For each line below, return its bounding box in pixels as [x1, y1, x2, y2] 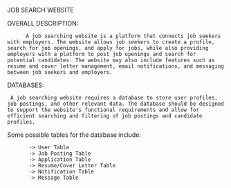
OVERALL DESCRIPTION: [7, 19, 79, 27]
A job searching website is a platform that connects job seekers [25, 32, 221, 39]
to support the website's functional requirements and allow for [7, 106, 199, 113]
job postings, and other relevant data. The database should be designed [7, 100, 225, 107]
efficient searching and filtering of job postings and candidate [7, 113, 203, 120]
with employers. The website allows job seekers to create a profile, [7, 39, 215, 46]
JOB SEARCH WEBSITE [7, 6, 74, 14]
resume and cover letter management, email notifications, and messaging [7, 63, 225, 70]
